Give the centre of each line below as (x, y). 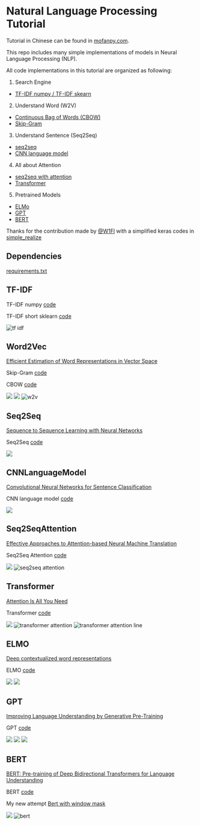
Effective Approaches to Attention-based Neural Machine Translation (92, 543)
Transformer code (29, 613)
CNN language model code (40, 498)
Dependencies (34, 257)
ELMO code (21, 670)
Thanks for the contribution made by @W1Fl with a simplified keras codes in (100, 231)
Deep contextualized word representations (59, 659)
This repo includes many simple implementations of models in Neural (92, 52)
